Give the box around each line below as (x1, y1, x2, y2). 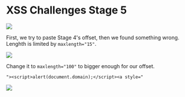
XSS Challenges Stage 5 (6, 4, 127, 17)
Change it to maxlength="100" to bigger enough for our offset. (6, 62, 155, 69)
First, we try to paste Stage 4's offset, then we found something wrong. (6, 34, 180, 41)
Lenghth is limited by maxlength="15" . (6, 40, 97, 47)
